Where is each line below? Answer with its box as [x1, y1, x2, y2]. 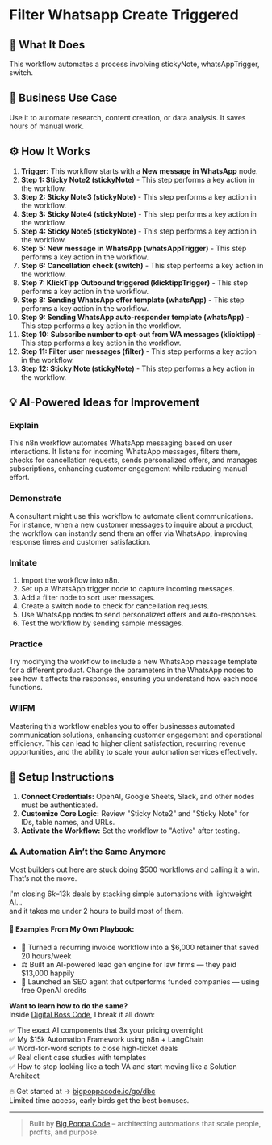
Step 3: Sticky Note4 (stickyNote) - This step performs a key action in [20, 208, 257, 219]
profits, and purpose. [28, 1127, 99, 1137]
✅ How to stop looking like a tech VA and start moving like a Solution [9, 1061, 237, 1071]
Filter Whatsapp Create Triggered [9, 6, 239, 24]
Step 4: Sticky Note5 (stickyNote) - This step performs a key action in [20, 226, 257, 236]
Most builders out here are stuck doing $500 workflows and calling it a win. [9, 865, 261, 874]
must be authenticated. [20, 800, 98, 810]
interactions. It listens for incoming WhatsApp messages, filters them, [9, 447, 241, 457]
